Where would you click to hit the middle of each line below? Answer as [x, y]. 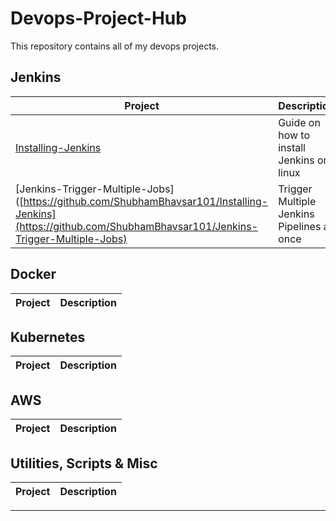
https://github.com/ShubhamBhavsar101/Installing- [146, 201]
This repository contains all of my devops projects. [115, 46]
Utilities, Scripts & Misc [84, 463]
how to [294, 135]
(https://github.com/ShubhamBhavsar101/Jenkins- [137, 226]
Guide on [299, 122]
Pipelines [300, 226]
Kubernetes [48, 337]
